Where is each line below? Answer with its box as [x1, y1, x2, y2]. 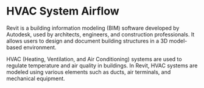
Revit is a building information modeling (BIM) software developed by [6, 24, 180, 32]
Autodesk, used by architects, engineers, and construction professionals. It [6, 30, 195, 38]
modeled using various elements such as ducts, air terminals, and [6, 68, 171, 75]
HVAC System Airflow [6, 4, 120, 18]
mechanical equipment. [6, 75, 65, 82]
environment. [23, 44, 57, 51]
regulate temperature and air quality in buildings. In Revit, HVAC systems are [6, 62, 198, 69]
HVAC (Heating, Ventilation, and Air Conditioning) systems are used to [6, 55, 182, 63]
